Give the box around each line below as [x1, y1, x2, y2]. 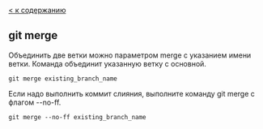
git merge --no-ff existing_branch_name [8, 113, 147, 121]
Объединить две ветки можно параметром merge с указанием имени [8, 50, 252, 60]
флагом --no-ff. [8, 97, 62, 107]
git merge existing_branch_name [8, 75, 117, 83]
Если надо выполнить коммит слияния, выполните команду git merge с [8, 88, 255, 98]
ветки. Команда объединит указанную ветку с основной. [8, 58, 206, 68]
